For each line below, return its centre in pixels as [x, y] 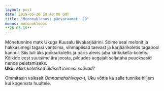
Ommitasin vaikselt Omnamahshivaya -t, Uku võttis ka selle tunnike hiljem [80, 78]
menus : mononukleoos [26, 23]
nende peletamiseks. [26, 63]
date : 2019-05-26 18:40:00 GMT [37, 14]
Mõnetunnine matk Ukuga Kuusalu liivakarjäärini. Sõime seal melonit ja [77, 42]
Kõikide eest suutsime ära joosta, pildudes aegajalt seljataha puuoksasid [78, 58]
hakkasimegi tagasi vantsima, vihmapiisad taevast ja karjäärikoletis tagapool [82, 47]
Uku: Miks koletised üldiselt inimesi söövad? [50, 68]
